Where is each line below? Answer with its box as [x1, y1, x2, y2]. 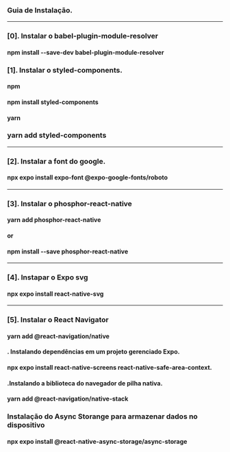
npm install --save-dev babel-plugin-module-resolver [7, 48, 164, 56]
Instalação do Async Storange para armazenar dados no [7, 412, 199, 421]
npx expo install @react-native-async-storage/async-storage [7, 437, 188, 445]
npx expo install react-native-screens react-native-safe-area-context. [7, 364, 212, 372]
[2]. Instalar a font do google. [7, 156, 106, 166]
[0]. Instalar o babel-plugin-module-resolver [7, 32, 159, 41]
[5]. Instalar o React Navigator [7, 315, 109, 325]
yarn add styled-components [7, 131, 107, 140]
